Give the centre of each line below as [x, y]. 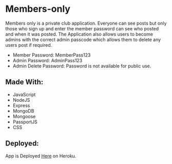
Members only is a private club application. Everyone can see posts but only [86, 23]
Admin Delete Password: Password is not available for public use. [82, 66]
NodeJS [21, 100]
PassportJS [25, 122]
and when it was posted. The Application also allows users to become [79, 34]
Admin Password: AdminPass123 [47, 60]
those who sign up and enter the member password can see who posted [82, 28]
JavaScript [24, 94]
